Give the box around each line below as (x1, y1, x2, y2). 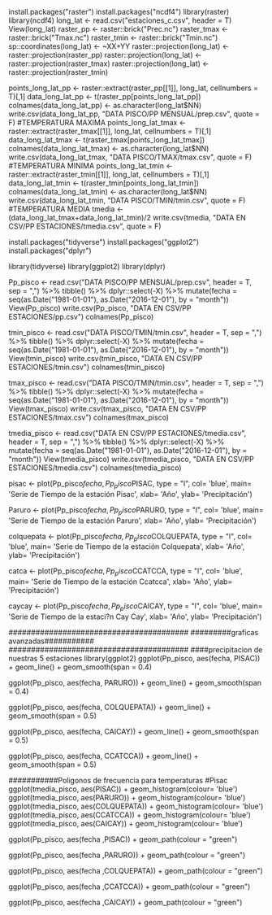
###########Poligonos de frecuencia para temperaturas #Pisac (8, 775, 228, 785)
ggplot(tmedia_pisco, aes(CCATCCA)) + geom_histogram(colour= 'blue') (8, 809, 252, 820)
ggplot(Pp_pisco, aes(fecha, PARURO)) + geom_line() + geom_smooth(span (8, 678, 262, 687)
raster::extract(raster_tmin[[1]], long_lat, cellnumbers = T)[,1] (8, 170, 209, 179)
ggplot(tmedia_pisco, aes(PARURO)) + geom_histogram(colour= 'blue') (8, 792, 246, 802)
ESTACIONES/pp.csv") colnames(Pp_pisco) (8, 312, 154, 321)
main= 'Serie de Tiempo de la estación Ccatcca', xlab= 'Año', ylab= (8, 577, 233, 586)
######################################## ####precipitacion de (8, 644, 263, 654)
